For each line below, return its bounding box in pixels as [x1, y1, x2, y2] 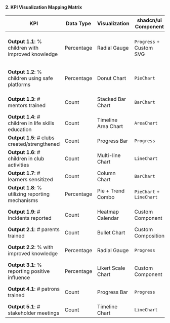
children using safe [8, 75, 53, 82]
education [8, 126, 32, 133]
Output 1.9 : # [8, 208, 40, 215]
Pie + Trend [97, 187, 125, 194]
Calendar [97, 215, 119, 222]
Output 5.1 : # [8, 303, 40, 310]
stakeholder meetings [8, 309, 60, 316]
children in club [8, 155, 45, 162]
